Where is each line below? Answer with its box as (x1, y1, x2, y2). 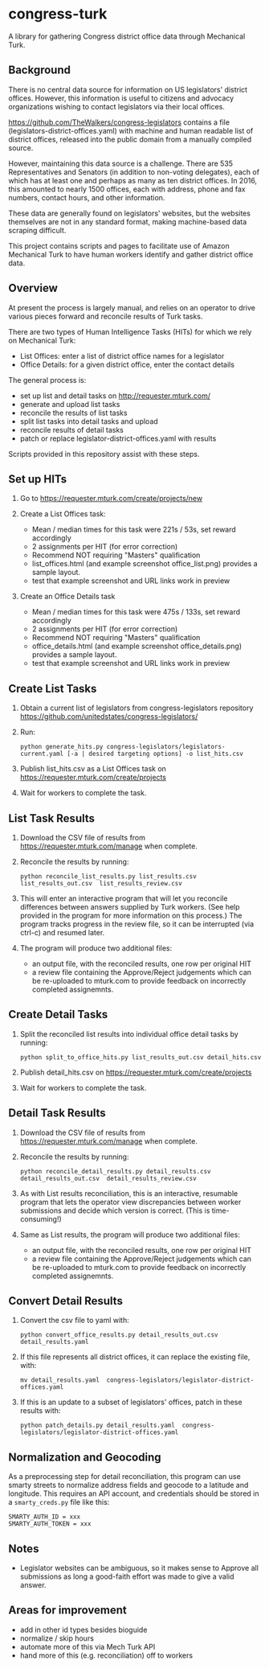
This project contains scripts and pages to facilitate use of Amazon (8, 240, 230, 250)
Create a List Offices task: (19, 509, 106, 519)
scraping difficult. (8, 225, 67, 235)
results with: (19, 1406, 61, 1415)
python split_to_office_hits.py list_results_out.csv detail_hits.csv (19, 1053, 262, 1062)
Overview (8, 281, 59, 295)
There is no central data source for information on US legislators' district (8, 84, 247, 94)
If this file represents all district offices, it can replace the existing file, (19, 1352, 251, 1362)
